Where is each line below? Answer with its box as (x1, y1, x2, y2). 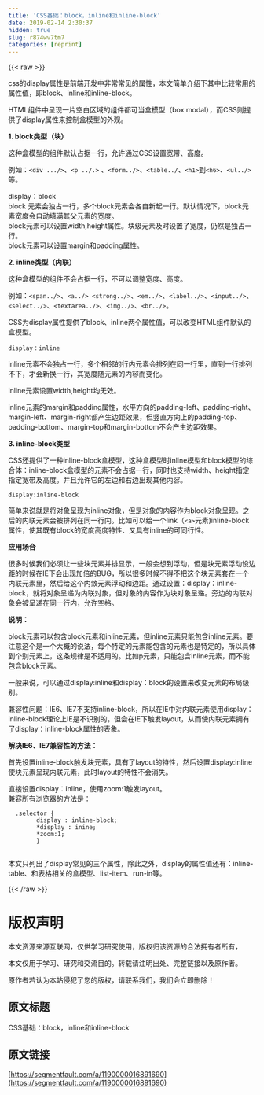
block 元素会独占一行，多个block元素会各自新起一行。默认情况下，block (8, 201, 243, 211)
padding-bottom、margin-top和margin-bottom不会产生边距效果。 (8, 422, 222, 432)
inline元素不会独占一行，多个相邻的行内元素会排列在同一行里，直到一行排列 (8, 359, 253, 369)
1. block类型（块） (8, 131, 68, 142)
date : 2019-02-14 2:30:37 (8, 19, 93, 27)
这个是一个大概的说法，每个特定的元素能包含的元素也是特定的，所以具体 (21, 642, 256, 651)
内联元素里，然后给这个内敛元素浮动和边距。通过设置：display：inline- (8, 579, 238, 588)
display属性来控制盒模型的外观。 (21, 115, 128, 124)
